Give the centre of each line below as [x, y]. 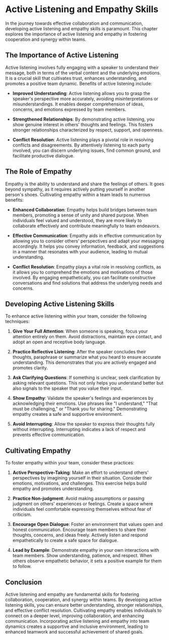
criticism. [22, 515]
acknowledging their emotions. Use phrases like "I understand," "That [85, 404]
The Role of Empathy [39, 172]
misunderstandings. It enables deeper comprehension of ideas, [78, 104]
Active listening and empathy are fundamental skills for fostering [72, 594]
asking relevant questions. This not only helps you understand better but [88, 383]
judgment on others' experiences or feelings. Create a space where [83, 504]
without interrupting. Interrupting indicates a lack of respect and [79, 430]
